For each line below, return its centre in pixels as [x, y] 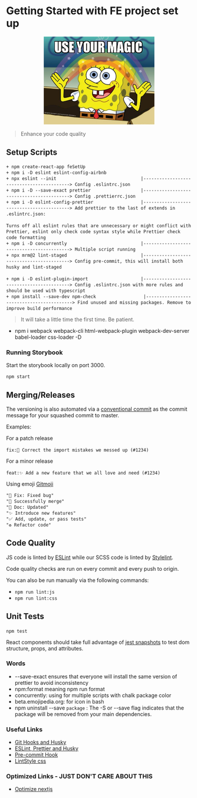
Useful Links [24, 729]
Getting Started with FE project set [92, 11]
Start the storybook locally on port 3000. [55, 365]
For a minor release [29, 461]
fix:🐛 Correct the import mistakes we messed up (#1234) [78, 450]
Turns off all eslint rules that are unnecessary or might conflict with [99, 225]
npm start [18, 377]
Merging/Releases [41, 395]
